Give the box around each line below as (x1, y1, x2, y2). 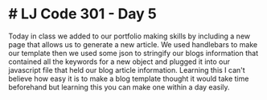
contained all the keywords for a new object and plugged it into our (8, 57, 231, 66)
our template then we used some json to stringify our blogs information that (8, 48, 259, 58)
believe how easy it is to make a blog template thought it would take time (8, 74, 249, 83)
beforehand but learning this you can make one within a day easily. (8, 82, 231, 92)
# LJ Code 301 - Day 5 (8, 5, 157, 23)
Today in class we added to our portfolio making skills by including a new (8, 31, 251, 41)
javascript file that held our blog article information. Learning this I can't (8, 65, 245, 74)
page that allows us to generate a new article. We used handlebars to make (8, 39, 258, 49)
